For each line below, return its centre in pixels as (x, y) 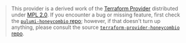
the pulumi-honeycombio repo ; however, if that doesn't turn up (86, 21)
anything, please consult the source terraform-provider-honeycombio (95, 27)
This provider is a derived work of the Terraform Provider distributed (94, 9)
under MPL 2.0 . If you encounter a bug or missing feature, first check (95, 15)
